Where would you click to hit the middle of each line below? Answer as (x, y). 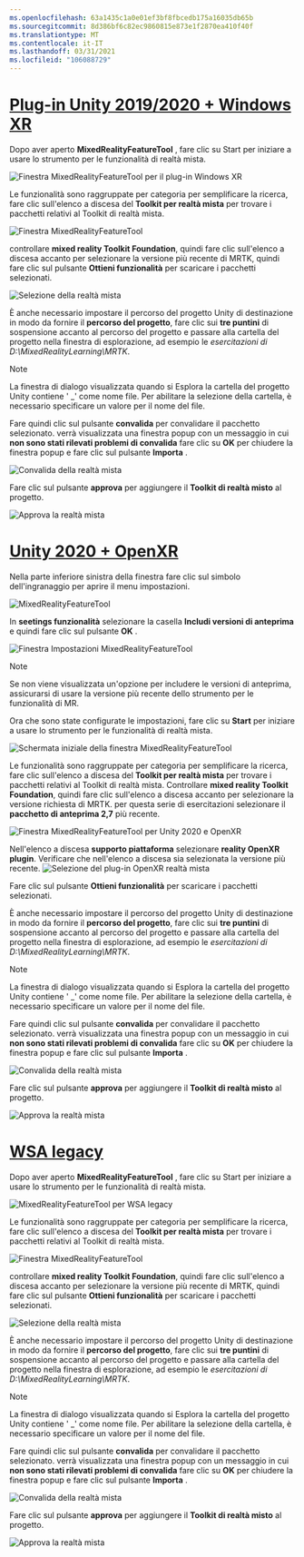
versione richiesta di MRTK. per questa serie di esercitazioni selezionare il (147, 803)
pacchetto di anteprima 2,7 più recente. (85, 813)
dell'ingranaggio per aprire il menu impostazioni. (100, 586)
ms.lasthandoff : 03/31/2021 (63, 52)
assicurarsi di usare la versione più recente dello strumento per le (132, 693)
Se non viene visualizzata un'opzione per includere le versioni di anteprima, (151, 684)
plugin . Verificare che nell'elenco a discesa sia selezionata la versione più (147, 858)
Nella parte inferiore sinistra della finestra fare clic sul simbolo (125, 576)
